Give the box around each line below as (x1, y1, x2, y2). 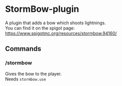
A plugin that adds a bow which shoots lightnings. (5, 20, 106, 26)
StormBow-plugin (5, 3, 80, 15)
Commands (5, 44, 42, 53)
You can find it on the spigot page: (5, 25, 75, 31)
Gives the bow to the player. (5, 71, 62, 77)
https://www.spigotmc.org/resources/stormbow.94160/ (5, 30, 117, 36)
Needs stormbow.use (5, 76, 46, 82)
